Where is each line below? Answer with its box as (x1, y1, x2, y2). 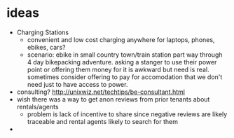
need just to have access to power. (27, 80, 128, 88)
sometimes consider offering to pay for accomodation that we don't (27, 72, 223, 81)
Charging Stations (16, 28, 69, 36)
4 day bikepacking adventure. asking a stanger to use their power (27, 57, 217, 66)
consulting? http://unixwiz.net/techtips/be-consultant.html (16, 88, 185, 96)
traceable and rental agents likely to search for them (27, 117, 178, 125)
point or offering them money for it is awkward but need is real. (27, 65, 209, 74)
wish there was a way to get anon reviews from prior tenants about (16, 95, 210, 103)
